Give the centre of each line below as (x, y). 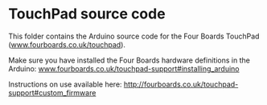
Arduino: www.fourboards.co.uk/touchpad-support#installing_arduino (124, 68)
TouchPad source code (87, 14)
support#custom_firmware (52, 92)
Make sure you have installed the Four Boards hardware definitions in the (129, 60)
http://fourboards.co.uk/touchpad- (181, 84)
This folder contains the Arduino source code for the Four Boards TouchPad (134, 36)
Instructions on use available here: (65, 84)
